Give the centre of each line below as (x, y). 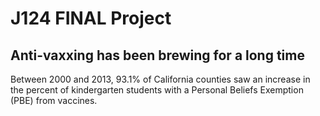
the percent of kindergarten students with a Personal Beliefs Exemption (157, 90)
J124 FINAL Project (91, 18)
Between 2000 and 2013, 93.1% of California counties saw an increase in (160, 79)
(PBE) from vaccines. (54, 100)
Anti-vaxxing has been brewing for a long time (157, 55)
